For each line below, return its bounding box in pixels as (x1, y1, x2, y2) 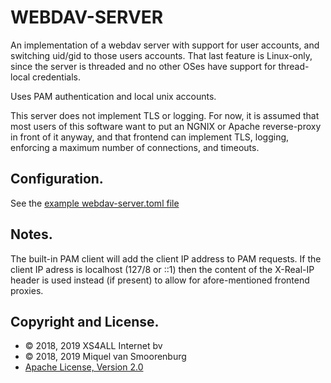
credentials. (32, 71, 81, 83)
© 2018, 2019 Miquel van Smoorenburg (24, 351, 187, 363)
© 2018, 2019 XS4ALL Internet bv (24, 340, 163, 352)
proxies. (10, 284, 44, 296)
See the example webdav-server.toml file (10, 197, 180, 209)
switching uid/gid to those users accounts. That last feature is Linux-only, (10, 49, 313, 61)
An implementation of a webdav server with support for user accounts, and (10, 39, 320, 51)
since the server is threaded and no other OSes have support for (10, 60, 277, 72)
